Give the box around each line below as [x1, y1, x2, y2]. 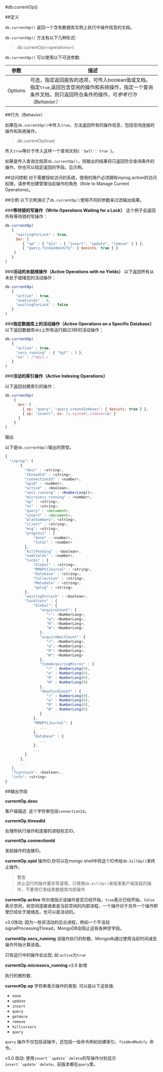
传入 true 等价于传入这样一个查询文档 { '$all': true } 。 [5, 148, 117, 153]
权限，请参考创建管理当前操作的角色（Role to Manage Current [5, 181, 130, 186]
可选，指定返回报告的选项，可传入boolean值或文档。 [30, 77, 151, 83]
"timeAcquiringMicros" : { [39, 662, 95, 667]
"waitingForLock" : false [16, 302, 68, 307]
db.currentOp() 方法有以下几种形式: [5, 35, 77, 40]
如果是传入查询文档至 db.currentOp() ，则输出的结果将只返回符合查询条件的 [5, 158, 155, 164]
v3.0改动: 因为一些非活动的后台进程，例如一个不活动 [5, 920, 110, 925]
